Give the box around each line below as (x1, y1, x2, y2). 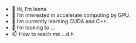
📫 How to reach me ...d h (11, 31, 74, 37)
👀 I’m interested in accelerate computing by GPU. (11, 12, 131, 19)
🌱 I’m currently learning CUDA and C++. (11, 18, 108, 24)
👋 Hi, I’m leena (11, 6, 47, 12)
